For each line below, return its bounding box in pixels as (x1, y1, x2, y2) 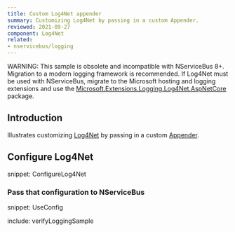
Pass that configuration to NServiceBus (7, 187, 145, 197)
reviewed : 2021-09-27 (7, 23, 71, 30)
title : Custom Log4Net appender (7, 10, 102, 18)
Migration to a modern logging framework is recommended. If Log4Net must (7, 69, 229, 78)
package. (7, 92, 34, 100)
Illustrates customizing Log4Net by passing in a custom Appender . (7, 130, 200, 139)
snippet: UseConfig (7, 203, 63, 211)
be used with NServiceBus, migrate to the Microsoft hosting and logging (7, 77, 216, 85)
